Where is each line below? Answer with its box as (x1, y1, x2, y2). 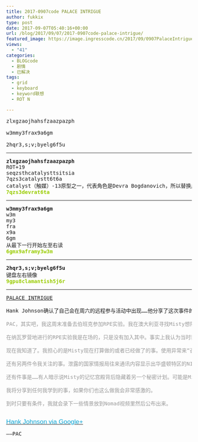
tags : (6, 74, 19, 80)
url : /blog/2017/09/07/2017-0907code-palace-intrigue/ (6, 31, 144, 37)
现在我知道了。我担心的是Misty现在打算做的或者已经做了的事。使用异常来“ (6, 347, 190, 354)
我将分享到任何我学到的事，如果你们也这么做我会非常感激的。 (6, 387, 156, 394)
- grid (11, 80, 28, 86)
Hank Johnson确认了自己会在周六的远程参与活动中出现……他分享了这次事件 (6, 307, 190, 314)
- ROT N (11, 96, 31, 102)
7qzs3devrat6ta (6, 189, 50, 195)
